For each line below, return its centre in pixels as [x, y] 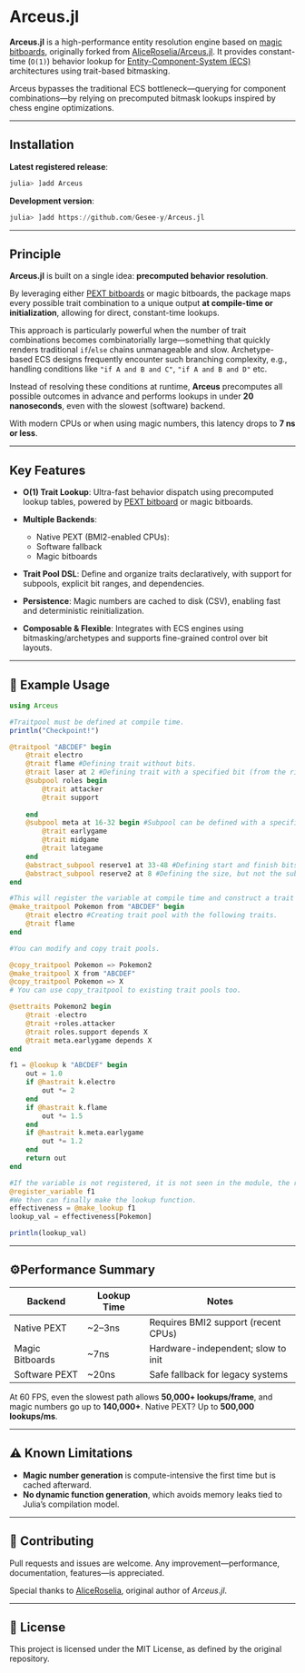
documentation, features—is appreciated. [87, 1572]
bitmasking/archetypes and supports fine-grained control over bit [145, 639]
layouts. [37, 648]
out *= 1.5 [63, 1116]
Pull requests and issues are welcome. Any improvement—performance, [144, 1563]
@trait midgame [71, 840]
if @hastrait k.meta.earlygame [85, 1133]
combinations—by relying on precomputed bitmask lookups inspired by [143, 98]
